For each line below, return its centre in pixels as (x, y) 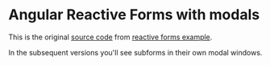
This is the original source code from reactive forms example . (110, 37)
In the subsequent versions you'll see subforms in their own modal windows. (135, 52)
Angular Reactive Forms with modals (134, 15)
